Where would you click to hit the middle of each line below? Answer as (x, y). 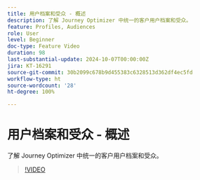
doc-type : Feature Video (44, 46)
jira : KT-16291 (29, 66)
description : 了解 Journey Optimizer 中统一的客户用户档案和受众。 (99, 20)
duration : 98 (26, 53)
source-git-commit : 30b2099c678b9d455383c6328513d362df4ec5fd (100, 72)
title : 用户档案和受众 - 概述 (47, 14)
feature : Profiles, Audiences (52, 27)
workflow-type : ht (34, 79)
